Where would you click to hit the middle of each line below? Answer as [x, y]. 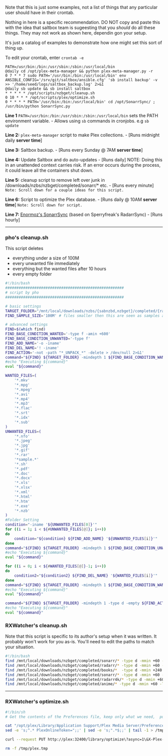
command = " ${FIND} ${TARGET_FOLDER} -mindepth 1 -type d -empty [72, 603]
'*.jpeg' [23, 441]
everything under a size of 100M [46, 258]
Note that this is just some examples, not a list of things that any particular [81, 7]
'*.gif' [22, 450]
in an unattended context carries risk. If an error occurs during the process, [83, 165]
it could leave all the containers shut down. [49, 170]
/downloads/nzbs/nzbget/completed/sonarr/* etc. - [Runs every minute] [79, 185]
